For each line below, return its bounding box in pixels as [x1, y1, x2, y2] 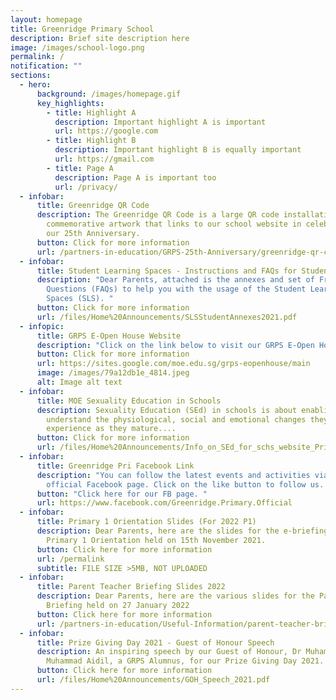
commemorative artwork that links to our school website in [46, 219, 302, 230]
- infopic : [19, 321, 65, 331]
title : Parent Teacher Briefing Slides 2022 [36, 582, 226, 592]
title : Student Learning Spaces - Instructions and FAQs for [36, 266, 298, 276]
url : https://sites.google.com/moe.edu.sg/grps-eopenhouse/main [36, 359, 311, 369]
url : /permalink [36, 554, 105, 564]
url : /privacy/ [54, 182, 118, 192]
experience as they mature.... [46, 424, 177, 434]
